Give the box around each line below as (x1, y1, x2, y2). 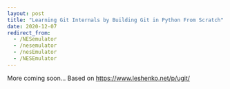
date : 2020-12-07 (7, 23, 57, 30)
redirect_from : (7, 29, 51, 37)
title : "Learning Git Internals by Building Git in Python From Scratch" (7, 17, 224, 23)
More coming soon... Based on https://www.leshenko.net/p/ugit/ (7, 74, 191, 82)
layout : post (7, 10, 45, 17)
